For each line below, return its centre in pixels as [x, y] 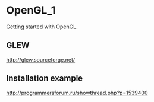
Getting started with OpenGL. [42, 27]
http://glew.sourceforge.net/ [41, 59]
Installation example [45, 79]
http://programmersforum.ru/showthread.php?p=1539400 [77, 93]
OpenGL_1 [31, 10]
